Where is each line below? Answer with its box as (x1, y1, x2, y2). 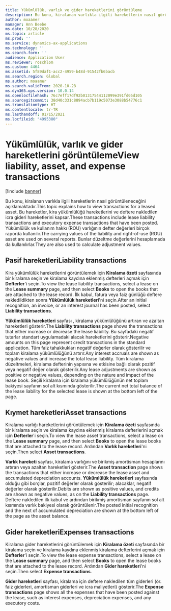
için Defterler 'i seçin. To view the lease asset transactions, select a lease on (5, 432, 164, 439)
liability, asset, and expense (5, 160, 126, 172)
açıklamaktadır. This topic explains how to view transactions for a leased (5, 203, 156, 209)
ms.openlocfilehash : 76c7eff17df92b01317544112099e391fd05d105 (5, 93, 142, 98)
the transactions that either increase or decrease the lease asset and (5, 470, 150, 476)
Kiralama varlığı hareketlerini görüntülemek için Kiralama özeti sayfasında (5, 422, 160, 428)
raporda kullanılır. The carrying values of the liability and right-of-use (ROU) (5, 230, 163, 236)
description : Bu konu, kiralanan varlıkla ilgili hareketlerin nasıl (5, 12, 156, 17)
